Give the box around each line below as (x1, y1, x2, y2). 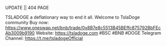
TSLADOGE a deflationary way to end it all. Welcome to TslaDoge (5, 14, 140, 20)
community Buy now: (5, 20, 49, 25)
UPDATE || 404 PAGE (5, 5, 49, 10)
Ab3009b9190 (5, 30, 35, 36)
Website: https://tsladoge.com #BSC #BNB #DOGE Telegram (36, 30, 161, 36)
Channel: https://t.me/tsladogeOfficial (5, 35, 83, 41)
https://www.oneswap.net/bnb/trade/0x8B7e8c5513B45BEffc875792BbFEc (5, 25, 161, 31)
